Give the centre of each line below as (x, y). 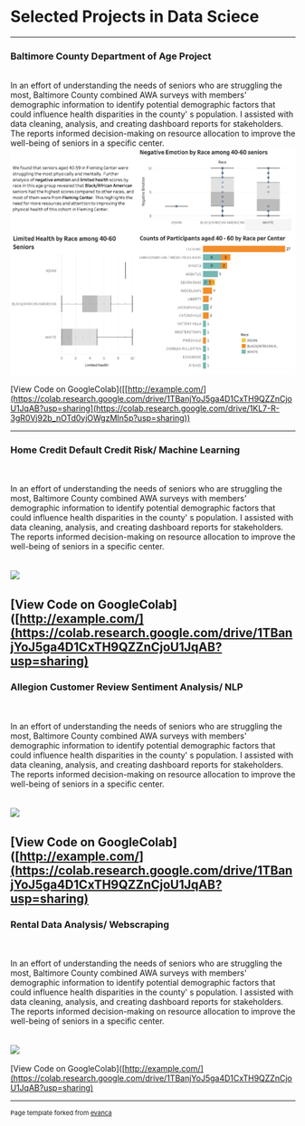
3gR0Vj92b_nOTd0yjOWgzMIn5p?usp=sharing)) (100, 417)
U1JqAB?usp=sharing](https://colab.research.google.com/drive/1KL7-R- (145, 408)
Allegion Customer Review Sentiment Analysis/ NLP (127, 687)
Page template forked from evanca (61, 1113)
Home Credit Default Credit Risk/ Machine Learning (125, 450)
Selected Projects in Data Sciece (135, 17)
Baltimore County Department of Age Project (111, 56)
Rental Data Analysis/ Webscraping (90, 925)
